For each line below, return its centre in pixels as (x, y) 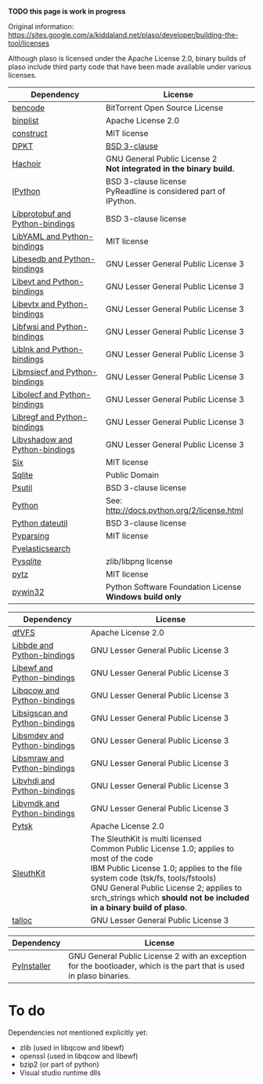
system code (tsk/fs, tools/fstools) (153, 878)
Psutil (22, 488)
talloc (22, 920)
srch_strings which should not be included (170, 897)
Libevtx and (34, 304)
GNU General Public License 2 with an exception (158, 956)
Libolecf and (35, 394)
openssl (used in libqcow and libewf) (79, 1056)
